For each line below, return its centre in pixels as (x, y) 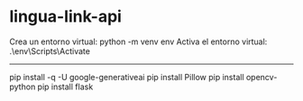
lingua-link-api (65, 17)
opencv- (262, 77)
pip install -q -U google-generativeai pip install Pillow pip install (127, 77)
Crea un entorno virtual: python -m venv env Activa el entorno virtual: (138, 41)
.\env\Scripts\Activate (50, 50)
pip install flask (65, 87)
